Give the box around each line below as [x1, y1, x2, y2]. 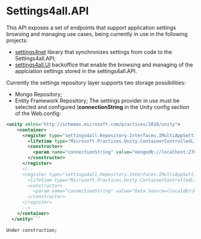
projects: [6, 37, 28, 44]
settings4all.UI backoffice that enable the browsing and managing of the [14, 61, 193, 68]
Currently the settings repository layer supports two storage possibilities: [6, 79, 186, 86]
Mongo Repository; [14, 90, 63, 98]
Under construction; [6, 227, 58, 233]
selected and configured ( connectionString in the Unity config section [14, 103, 190, 110]
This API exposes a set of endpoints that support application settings [6, 24, 176, 31]
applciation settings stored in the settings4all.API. [14, 67, 138, 74]
